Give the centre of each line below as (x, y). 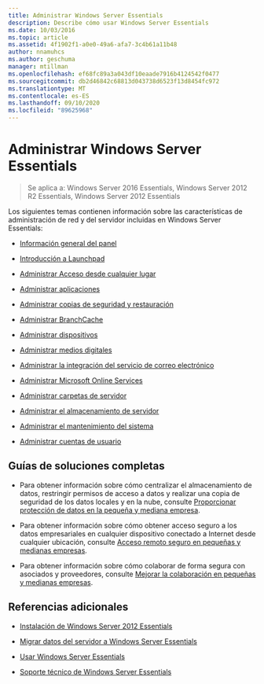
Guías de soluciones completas (86, 466)
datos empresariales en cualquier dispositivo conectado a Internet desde (137, 533)
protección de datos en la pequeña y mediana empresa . (110, 510)
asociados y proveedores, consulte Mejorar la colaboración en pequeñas (137, 574)
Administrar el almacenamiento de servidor (89, 410)
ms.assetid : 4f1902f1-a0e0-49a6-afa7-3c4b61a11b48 (93, 45)
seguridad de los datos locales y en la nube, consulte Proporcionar (128, 502)
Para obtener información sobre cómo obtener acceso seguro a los (128, 525)
